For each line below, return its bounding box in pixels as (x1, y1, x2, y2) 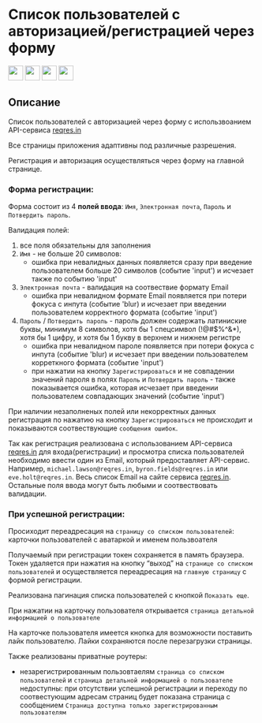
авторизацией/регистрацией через (8, 22, 255, 40)
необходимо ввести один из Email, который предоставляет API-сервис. (8, 456, 250, 465)
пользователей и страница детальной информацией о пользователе (19, 676, 234, 685)
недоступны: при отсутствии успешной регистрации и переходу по (19, 684, 248, 693)
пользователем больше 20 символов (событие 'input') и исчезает (31, 266, 254, 275)
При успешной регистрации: (8, 509, 125, 520)
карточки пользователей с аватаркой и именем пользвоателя (8, 535, 218, 545)
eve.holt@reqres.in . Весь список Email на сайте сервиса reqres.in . (8, 472, 231, 482)
